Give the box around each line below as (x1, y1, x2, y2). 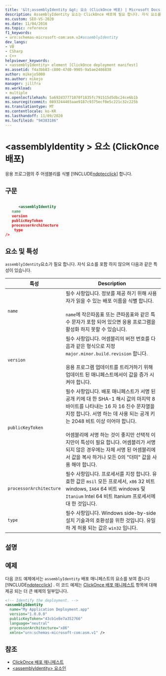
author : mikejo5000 (5, 72, 45, 77)
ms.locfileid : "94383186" (5, 118, 58, 123)
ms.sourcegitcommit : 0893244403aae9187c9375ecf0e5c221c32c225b (5, 100, 138, 105)
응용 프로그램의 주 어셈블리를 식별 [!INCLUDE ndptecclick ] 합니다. (5, 171, 132, 177)
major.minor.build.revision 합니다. (65, 350, 148, 357)
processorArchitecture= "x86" (9, 625, 70, 630)
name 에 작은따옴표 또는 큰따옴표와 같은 (65, 311, 150, 318)
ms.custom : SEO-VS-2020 (5, 16, 54, 21)
